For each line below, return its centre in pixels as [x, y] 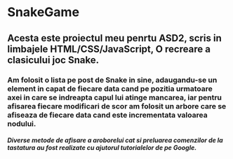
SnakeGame [43, 12]
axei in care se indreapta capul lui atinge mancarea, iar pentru [115, 97]
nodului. [22, 123]
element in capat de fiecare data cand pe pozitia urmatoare [110, 88]
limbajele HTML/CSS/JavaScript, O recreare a [109, 49]
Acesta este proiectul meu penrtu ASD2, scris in [115, 38]
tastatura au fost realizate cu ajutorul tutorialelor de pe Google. [102, 148]
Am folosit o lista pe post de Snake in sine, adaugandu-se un [112, 80]
